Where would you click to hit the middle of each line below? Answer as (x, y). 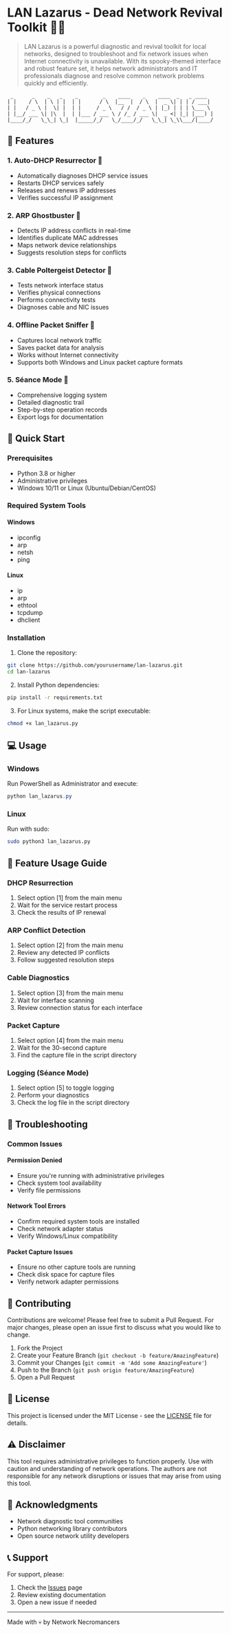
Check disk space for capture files (66, 1275)
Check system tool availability (59, 1183)
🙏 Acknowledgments (53, 1504)
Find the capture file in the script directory (77, 1055)
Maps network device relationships (67, 245)
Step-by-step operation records (62, 409)
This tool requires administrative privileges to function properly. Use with (110, 1461)
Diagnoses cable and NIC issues (63, 307)
